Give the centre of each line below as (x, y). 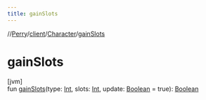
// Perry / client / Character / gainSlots (56, 34)
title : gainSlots (33, 14)
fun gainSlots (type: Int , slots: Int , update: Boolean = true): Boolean (103, 89)
